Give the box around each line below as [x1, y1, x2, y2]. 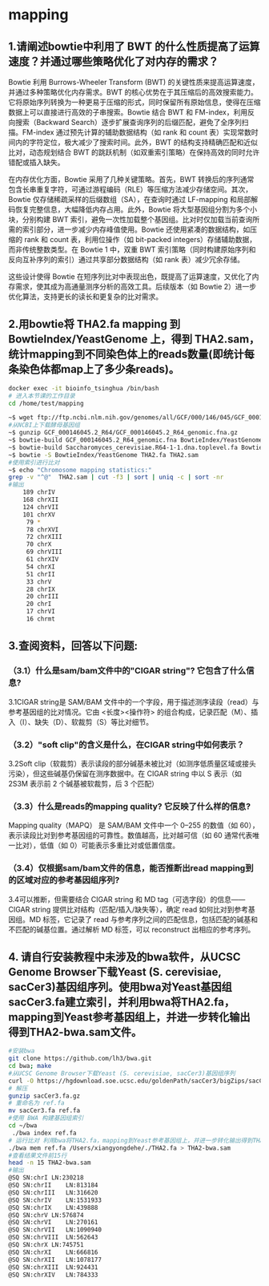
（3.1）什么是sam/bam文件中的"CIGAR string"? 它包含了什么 [8, 665, 247, 677]
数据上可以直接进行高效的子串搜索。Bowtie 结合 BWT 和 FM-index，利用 [8, 107, 248, 117]
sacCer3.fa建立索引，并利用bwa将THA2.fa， [8, 995, 235, 1009]
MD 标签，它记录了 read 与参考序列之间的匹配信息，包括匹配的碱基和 [29, 914, 259, 924]
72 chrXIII [26, 533, 62, 541]
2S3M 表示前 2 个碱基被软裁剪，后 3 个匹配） [8, 778, 159, 788]
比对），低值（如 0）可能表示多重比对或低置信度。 [14, 840, 180, 851]
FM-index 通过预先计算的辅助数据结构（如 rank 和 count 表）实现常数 [22, 127, 252, 137]
